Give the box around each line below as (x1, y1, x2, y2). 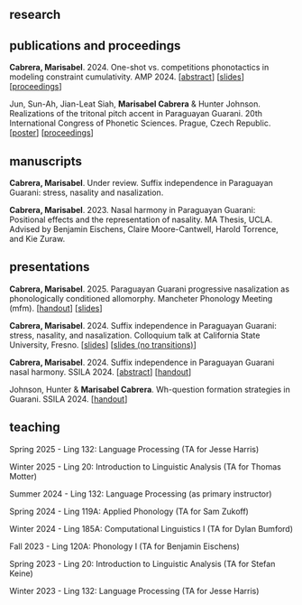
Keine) (9, 568, 33, 579)
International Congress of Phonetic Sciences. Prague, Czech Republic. (9, 117, 271, 129)
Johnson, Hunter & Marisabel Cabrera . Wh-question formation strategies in (9, 384, 290, 395)
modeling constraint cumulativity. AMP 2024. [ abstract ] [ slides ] (9, 71, 245, 82)
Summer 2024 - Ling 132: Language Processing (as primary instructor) (9, 488, 272, 499)
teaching (9, 420, 60, 435)
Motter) (9, 470, 38, 481)
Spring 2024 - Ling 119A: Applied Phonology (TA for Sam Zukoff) (9, 506, 250, 517)
